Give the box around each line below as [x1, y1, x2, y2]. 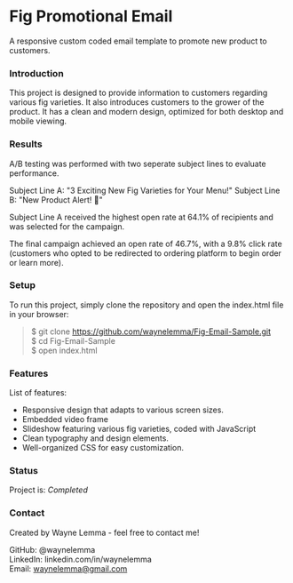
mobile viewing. [9, 116, 67, 126]
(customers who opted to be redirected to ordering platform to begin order [9, 247, 282, 259]
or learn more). [9, 257, 64, 268]
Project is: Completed [9, 484, 89, 495]
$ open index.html [30, 345, 98, 355]
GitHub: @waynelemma [9, 544, 96, 555]
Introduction [9, 67, 64, 79]
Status [9, 465, 38, 477]
